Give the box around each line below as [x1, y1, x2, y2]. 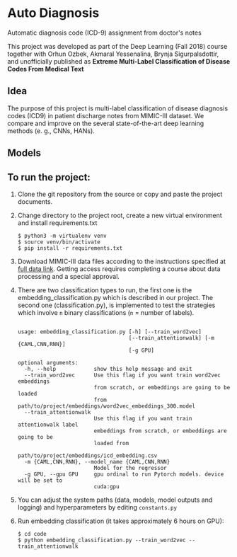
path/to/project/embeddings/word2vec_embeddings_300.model [17, 402, 196, 410]
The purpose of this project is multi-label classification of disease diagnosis [7, 104, 229, 113]
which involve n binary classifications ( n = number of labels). [17, 308, 195, 316]
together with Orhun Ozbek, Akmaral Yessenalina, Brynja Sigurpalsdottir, [7, 50, 219, 58]
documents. [17, 197, 53, 206]
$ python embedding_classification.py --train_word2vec [17, 536, 186, 544]
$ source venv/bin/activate [17, 239, 100, 246]
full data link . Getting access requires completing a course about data [17, 264, 221, 273]
